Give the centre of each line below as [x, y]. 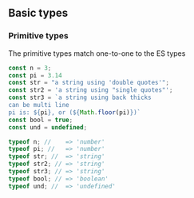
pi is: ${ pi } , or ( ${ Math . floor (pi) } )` [75, 112]
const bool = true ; [41, 120]
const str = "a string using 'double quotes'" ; [89, 83]
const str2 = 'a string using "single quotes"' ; [91, 90]
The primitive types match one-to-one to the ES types [97, 53]
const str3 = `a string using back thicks [80, 98]
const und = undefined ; [48, 127]
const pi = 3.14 [35, 75]
